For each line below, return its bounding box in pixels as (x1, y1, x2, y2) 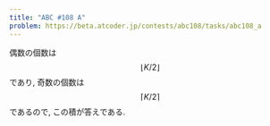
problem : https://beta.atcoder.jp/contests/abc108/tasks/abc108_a (9, 21, 262, 30)
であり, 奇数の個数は (9, 77, 85, 88)
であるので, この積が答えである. (9, 106, 126, 117)
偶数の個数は (9, 46, 56, 58)
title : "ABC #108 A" (9, 13, 87, 22)
